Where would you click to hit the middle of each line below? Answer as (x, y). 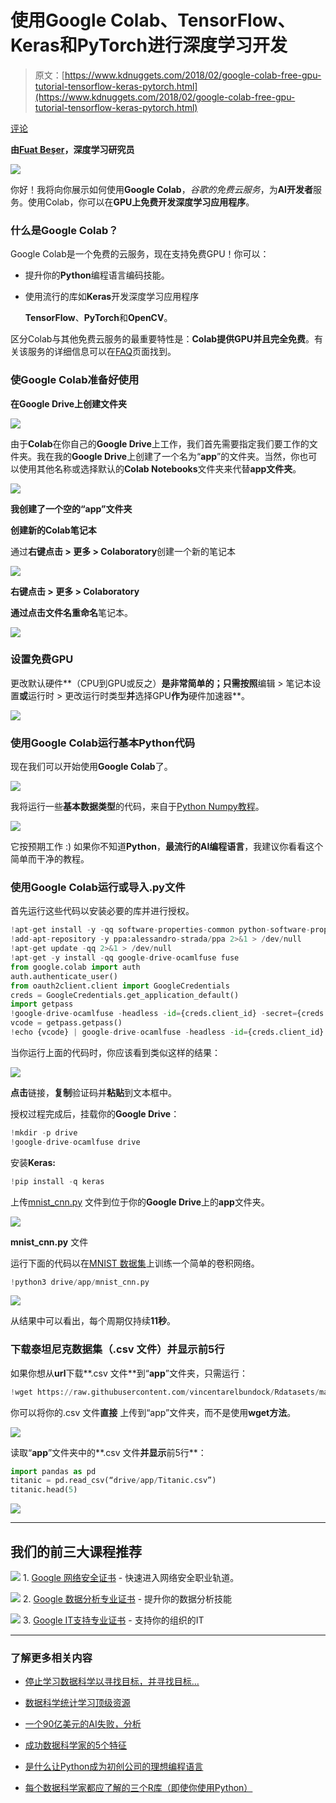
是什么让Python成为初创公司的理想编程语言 (114, 1767)
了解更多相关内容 (51, 1658)
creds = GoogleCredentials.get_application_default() (125, 995)
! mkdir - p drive (44, 1132)
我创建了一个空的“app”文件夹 (71, 508)
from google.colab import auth (75, 967)
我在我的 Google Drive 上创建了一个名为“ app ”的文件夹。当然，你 (168, 456)
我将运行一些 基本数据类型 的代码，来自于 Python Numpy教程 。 (137, 807)
